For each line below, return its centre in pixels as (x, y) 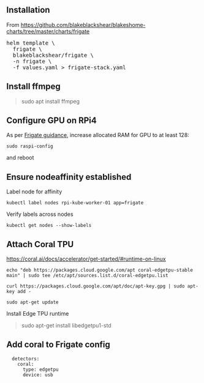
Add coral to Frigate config (58, 345)
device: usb (38, 375)
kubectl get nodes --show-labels (49, 226)
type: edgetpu (41, 370)
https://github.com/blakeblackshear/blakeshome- (83, 24)
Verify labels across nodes (40, 214)
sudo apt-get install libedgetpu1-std (66, 325)
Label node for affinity (34, 191)
